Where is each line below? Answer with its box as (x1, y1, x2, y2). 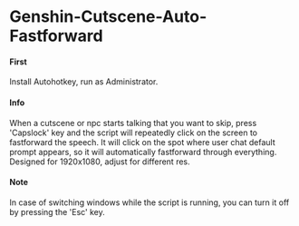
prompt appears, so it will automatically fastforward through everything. (9, 146, 277, 157)
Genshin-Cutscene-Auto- (9, 6, 207, 27)
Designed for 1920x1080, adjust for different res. (9, 156, 190, 167)
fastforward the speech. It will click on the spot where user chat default (9, 136, 275, 147)
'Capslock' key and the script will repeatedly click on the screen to (9, 127, 258, 138)
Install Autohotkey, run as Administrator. (9, 76, 159, 87)
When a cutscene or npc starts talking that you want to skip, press (9, 117, 257, 128)
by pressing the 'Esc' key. (9, 206, 106, 217)
